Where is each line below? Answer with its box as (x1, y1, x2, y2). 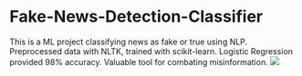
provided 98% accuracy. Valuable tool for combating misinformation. (9, 56, 268, 67)
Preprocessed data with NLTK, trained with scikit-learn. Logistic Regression (9, 45, 294, 56)
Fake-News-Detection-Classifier (9, 6, 263, 27)
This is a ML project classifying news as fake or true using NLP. (9, 36, 248, 47)
